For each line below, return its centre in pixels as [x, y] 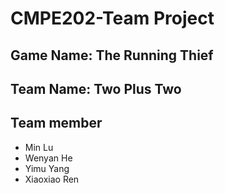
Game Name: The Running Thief [112, 55]
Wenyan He [48, 158]
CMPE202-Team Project [112, 18]
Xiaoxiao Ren [52, 179]
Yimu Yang [47, 168]
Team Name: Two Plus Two [96, 88]
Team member [56, 123]
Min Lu [39, 147]
